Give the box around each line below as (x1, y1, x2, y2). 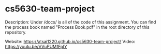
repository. (5, 29, 27, 35)
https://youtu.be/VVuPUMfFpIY (5, 43, 68, 49)
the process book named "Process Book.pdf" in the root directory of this (5, 24, 150, 30)
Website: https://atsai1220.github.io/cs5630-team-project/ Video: (5, 38, 135, 44)
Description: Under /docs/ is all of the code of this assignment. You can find (5, 19, 156, 25)
